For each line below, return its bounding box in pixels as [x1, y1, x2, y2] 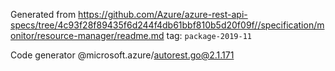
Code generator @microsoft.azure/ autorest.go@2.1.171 [10, 49, 235, 61]
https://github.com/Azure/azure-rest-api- [78, 9, 248, 20]
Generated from [10, 9, 77, 20]
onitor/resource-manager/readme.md [10, 30, 165, 41]
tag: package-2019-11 [166, 30, 252, 41]
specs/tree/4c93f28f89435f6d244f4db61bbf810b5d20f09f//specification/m [10, 19, 325, 31]
